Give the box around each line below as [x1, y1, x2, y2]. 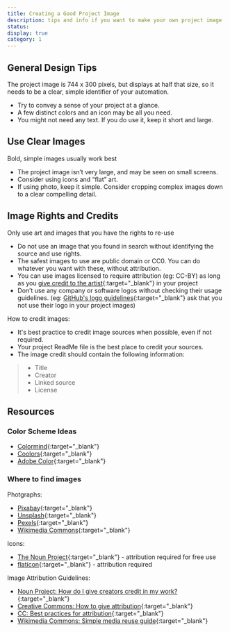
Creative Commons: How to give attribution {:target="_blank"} [17, 601, 193, 610]
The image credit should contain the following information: [17, 350, 185, 358]
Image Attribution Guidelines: [7, 574, 90, 582]
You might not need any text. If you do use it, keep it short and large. [17, 115, 214, 124]
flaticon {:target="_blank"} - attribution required [17, 560, 153, 568]
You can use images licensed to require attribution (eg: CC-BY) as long [17, 272, 221, 280]
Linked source [34, 378, 76, 386]
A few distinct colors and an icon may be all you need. [17, 108, 172, 117]
